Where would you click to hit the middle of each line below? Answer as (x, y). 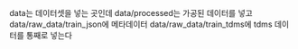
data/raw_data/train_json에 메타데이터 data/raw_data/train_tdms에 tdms (141, 24)
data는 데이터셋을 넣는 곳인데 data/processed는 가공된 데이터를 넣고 (131, 13)
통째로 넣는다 (49, 35)
